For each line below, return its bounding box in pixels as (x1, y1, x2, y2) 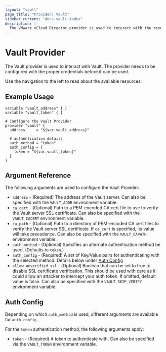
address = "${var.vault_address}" (9, 127, 90, 132)
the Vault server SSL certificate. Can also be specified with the (12, 210, 140, 216)
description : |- (5, 21, 39, 26)
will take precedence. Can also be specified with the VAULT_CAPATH (12, 231, 147, 237)
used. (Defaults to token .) (12, 246, 64, 253)
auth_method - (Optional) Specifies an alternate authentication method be (12, 241, 161, 247)
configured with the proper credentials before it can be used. (5, 69, 129, 75)
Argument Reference (5, 172, 71, 180)
